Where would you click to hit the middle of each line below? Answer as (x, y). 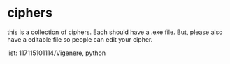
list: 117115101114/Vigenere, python (57, 53)
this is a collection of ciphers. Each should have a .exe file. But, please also (115, 32)
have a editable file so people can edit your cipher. (80, 39)
